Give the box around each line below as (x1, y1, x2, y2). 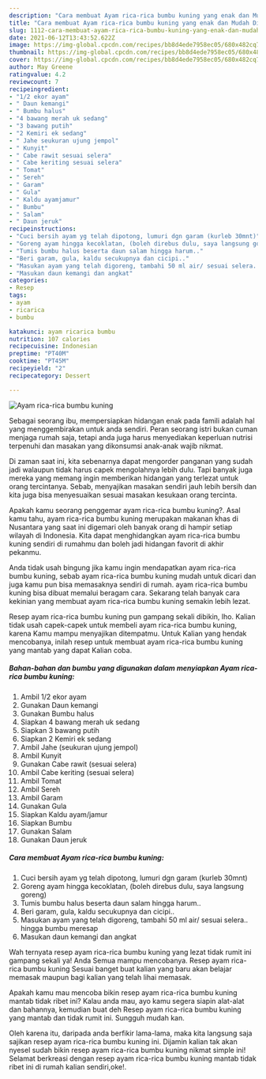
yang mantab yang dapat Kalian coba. (9, 645, 133, 655)
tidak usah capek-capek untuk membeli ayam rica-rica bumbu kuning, (9, 620, 238, 629)
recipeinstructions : (9, 225, 77, 234)
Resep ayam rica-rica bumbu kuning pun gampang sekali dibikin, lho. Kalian (9, 611, 256, 621)
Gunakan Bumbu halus (20, 709, 95, 718)
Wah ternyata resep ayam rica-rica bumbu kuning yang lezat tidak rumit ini (9, 947, 252, 956)
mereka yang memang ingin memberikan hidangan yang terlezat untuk (9, 473, 239, 483)
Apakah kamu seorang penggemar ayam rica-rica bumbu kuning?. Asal (9, 505, 241, 515)
